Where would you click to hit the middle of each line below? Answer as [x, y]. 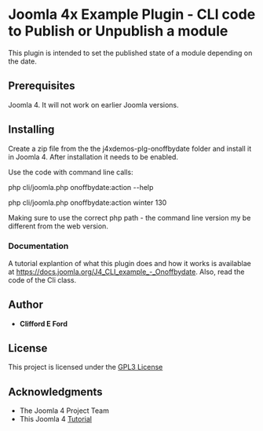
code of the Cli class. [42, 279]
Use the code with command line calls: [71, 172]
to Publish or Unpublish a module [118, 31]
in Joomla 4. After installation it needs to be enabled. [93, 157]
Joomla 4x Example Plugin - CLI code [132, 15]
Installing [31, 130]
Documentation [38, 247]
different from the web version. [58, 226]
